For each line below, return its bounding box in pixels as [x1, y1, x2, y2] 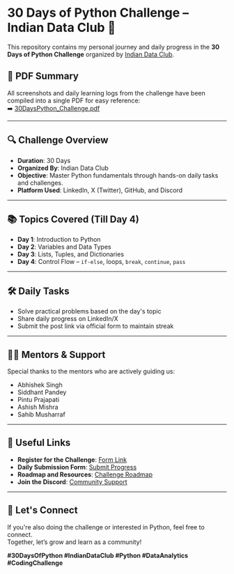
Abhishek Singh [17, 381, 63, 389]
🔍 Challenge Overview [7, 134, 109, 146]
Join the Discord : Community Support [17, 477, 127, 486]
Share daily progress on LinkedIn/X [17, 315, 118, 323]
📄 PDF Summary [7, 70, 79, 82]
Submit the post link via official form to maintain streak [17, 322, 174, 330]
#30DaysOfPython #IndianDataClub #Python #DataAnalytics [7, 551, 189, 559]
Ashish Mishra [17, 403, 58, 411]
